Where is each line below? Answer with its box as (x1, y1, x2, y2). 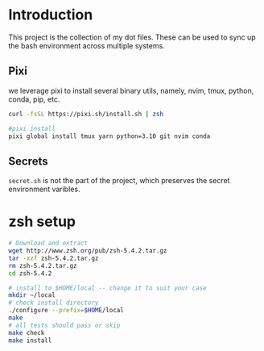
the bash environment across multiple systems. (8, 40, 165, 50)
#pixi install (8, 124, 56, 132)
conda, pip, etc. (8, 94, 60, 104)
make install (8, 336, 52, 345)
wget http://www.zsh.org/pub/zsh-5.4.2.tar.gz (8, 247, 167, 255)
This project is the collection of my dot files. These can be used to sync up (8, 32, 256, 42)
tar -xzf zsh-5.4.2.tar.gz (8, 254, 99, 262)
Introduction (8, 6, 93, 24)
